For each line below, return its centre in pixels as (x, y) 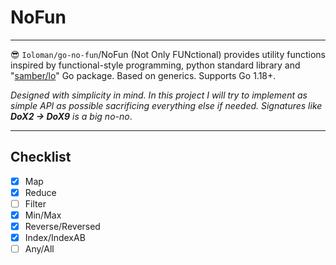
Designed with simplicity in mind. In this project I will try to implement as (159, 95)
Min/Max (43, 215)
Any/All (39, 249)
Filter (35, 203)
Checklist (41, 157)
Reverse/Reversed (62, 226)
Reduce (40, 192)
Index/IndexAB (55, 238)
